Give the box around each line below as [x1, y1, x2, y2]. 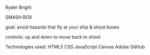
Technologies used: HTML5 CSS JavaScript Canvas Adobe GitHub [5, 44, 145, 50]
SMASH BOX [5, 14, 32, 20]
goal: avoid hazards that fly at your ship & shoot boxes [5, 24, 120, 30]
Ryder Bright [5, 5, 32, 10]
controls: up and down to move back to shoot [5, 34, 101, 40]
